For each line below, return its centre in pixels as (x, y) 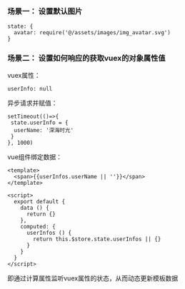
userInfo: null (30, 88)
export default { (40, 201)
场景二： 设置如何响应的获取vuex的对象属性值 (86, 59)
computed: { (38, 226)
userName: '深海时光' (44, 130)
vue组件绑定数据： (35, 157)
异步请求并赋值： (32, 103)
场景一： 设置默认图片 (45, 11)
